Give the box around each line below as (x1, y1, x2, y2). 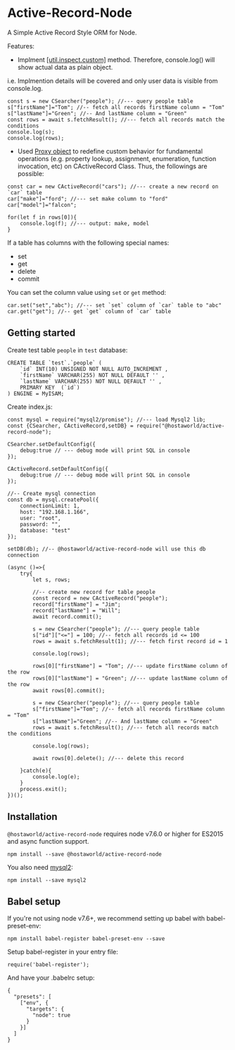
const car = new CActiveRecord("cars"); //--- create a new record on (7, 183, 219, 190)
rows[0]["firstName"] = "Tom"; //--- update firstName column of (32, 662, 229, 669)
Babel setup (7, 895, 61, 907)
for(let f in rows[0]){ (7, 213, 77, 221)
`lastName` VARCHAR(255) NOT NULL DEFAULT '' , (20, 378, 162, 385)
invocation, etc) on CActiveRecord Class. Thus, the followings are (17, 162, 208, 170)
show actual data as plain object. (17, 63, 113, 71)
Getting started (7, 327, 76, 339)
